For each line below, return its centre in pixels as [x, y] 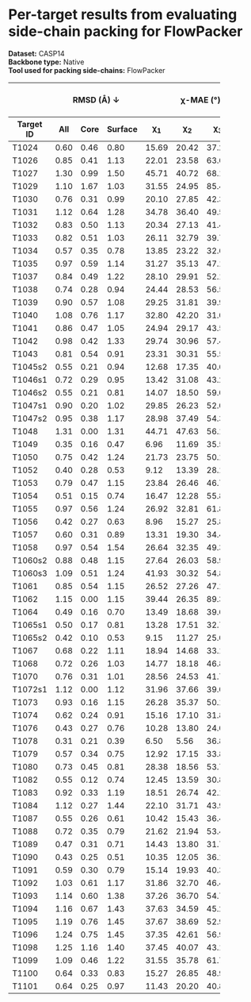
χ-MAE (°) [200, 99]
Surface [122, 129]
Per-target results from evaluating [123, 15]
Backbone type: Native [46, 62]
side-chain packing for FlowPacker [125, 31]
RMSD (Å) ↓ [96, 99]
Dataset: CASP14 [36, 53]
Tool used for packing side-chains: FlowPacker [87, 70]
